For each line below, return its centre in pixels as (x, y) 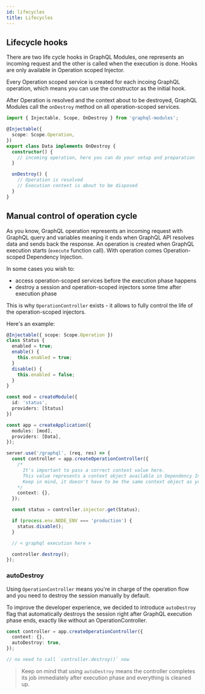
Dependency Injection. (55, 257)
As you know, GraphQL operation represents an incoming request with (95, 231)
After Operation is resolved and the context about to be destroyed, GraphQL (102, 100)
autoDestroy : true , (37, 643)
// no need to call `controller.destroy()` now (68, 660)
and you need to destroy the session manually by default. (78, 595)
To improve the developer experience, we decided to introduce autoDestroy (101, 607)
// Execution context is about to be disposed (77, 186)
